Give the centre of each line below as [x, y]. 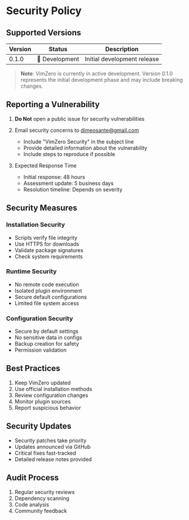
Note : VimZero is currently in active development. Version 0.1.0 [97, 74]
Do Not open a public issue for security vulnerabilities [80, 118]
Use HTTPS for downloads [47, 244]
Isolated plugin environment [48, 290]
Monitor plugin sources [43, 401]
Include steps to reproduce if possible [69, 154]
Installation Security [36, 225]
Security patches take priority [50, 440]
